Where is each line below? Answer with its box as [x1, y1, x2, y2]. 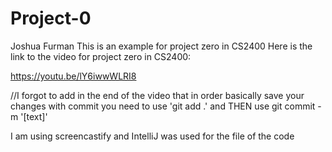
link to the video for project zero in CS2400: [10, 50, 192, 62]
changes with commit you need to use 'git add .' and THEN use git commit [10, 100, 316, 112]
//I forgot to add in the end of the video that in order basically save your [10, 89, 305, 101]
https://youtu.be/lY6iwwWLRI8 [10, 70, 137, 82]
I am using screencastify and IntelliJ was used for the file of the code [10, 130, 295, 142]
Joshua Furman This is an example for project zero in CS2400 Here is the [10, 40, 313, 52]
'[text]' [20, 110, 48, 122]
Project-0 [10, 7, 92, 30]
